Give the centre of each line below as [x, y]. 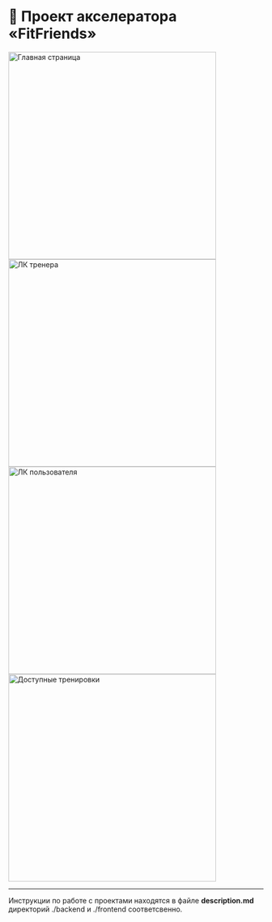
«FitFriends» [53, 34]
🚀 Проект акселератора [93, 17]
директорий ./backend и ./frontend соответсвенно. [96, 909]
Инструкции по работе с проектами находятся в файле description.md [131, 900]
